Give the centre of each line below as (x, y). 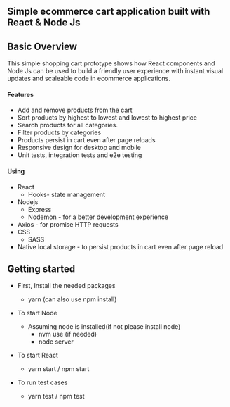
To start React (38, 356)
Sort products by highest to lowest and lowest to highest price (107, 118)
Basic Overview (42, 46)
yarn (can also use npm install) (72, 299)
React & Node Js (44, 23)
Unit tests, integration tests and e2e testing (80, 155)
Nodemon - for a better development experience (98, 217)
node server (56, 342)
